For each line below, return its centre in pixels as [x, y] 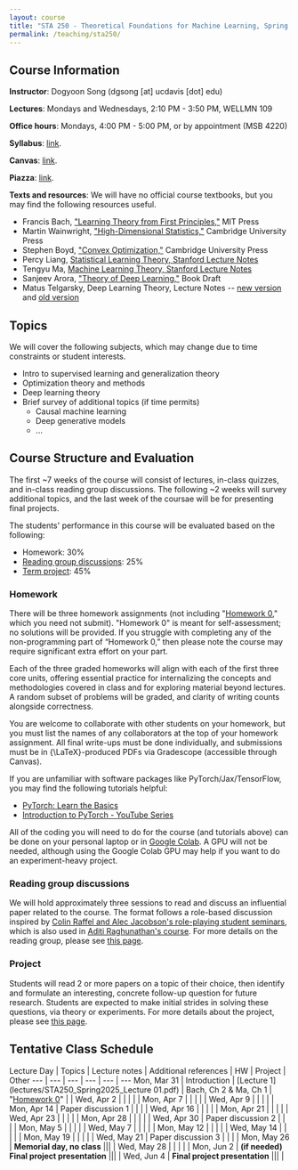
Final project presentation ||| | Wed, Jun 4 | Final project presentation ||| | [147, 1156]
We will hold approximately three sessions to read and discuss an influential [148, 903]
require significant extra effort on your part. [89, 652]
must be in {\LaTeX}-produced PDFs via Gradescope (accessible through [143, 752]
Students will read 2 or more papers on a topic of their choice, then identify [147, 983]
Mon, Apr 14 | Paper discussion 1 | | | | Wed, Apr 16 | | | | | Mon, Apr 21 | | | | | [149, 1109]
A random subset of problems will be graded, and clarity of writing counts [145, 697]
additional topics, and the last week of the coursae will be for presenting [141, 499]
